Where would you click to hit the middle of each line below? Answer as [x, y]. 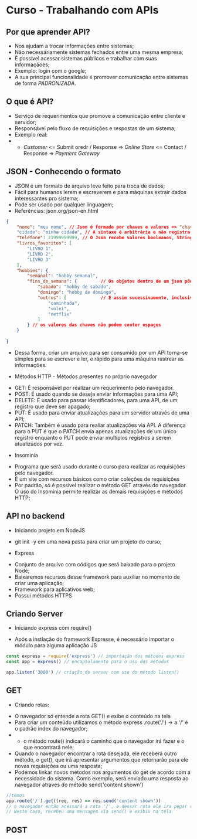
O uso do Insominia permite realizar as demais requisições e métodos [99, 491]
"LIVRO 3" [39, 259]
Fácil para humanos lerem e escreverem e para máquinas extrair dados [100, 192]
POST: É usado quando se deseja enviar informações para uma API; [96, 394]
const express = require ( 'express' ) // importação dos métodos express [95, 656]
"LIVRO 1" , [40, 249]
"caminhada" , [64, 303]
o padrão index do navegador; [51, 728]
